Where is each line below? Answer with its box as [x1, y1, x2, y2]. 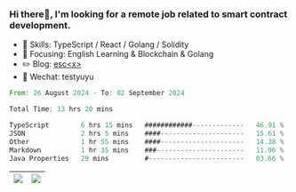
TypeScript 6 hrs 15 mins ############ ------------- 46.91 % [9, 121, 284, 130]
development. [9, 19, 71, 31]
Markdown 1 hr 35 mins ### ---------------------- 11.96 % [9, 146, 284, 155]
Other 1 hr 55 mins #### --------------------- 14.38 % [9, 137, 284, 146]
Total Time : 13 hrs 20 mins [9, 105, 114, 114]
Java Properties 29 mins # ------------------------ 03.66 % [9, 154, 284, 163]
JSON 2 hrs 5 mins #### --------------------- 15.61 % [9, 129, 284, 138]
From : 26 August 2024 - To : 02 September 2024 [9, 89, 185, 98]
